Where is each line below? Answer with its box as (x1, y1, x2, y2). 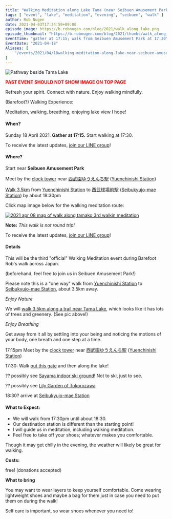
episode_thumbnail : (5, 31, 47, 36)
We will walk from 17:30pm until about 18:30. (12, 416, 107, 422)
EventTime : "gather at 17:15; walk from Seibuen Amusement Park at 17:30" (5, 36, 168, 41)
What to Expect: (5, 404, 40, 410)
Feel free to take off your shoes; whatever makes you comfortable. (12, 432, 154, 438)
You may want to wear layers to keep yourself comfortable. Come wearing (5, 487, 162, 493)
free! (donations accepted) (5, 467, 62, 473)
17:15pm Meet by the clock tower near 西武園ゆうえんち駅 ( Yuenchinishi (5, 347, 157, 353)
